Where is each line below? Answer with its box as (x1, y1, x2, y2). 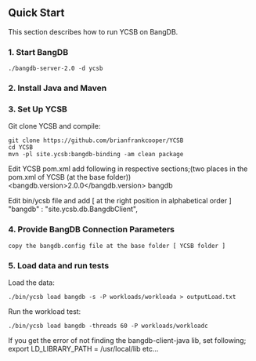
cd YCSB (8, 144, 34, 151)
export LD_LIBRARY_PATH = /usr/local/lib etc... (8, 344, 159, 353)
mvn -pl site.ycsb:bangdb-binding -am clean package (8, 151, 184, 159)
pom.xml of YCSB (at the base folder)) (8, 173, 132, 182)
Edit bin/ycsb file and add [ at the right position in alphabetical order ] (8, 196, 233, 206)
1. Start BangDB (8, 46, 69, 57)
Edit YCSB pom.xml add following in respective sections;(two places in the (8, 164, 248, 173)
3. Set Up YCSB (8, 104, 68, 115)
